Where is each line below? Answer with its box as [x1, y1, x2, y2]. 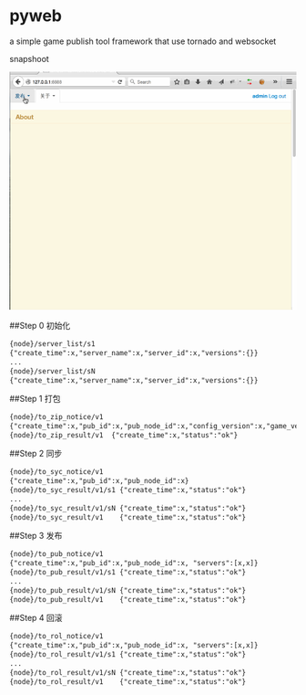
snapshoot [9, 53, 50, 64]
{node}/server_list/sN [9, 367, 96, 376]
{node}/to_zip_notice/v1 [9, 413, 104, 422]
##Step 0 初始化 [9, 321, 71, 332]
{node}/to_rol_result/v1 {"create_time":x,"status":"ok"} [9, 678, 247, 687]
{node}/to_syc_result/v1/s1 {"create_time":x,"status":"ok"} [9, 486, 247, 495]
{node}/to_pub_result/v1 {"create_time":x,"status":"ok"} [9, 595, 247, 605]
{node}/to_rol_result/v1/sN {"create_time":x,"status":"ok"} [9, 669, 247, 678]
